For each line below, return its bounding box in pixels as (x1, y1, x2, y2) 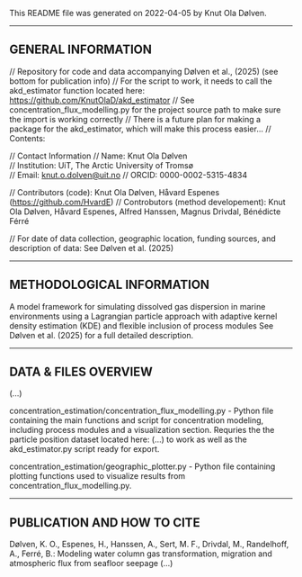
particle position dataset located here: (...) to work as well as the (9, 434, 247, 445)
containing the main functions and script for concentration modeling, (9, 415, 264, 426)
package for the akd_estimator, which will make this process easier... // (9, 123, 271, 134)
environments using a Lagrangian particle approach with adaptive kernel (9, 311, 278, 321)
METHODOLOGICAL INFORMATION (9, 277, 209, 293)
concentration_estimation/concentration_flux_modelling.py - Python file (9, 405, 274, 417)
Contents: (9, 132, 46, 143)
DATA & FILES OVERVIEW (9, 365, 153, 380)
